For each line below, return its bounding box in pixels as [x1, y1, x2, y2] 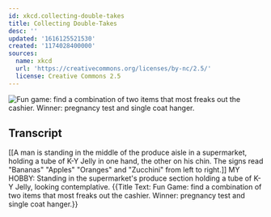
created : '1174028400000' [8, 42, 95, 50]
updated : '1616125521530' [8, 34, 95, 43]
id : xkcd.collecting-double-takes [8, 11, 125, 20]
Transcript [8, 126, 62, 140]
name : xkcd [15, 57, 53, 66]
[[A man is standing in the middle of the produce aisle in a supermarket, [8, 147, 248, 158]
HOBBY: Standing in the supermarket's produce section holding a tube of [8, 173, 252, 183]
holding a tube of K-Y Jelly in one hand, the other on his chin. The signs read [8, 156, 264, 166]
